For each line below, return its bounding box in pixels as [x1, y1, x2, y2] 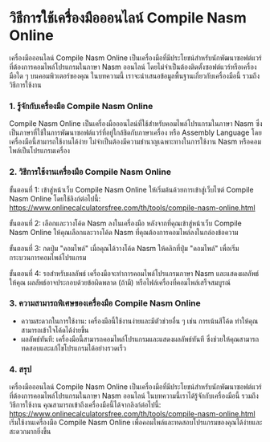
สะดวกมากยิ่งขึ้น [9, 427, 51, 436]
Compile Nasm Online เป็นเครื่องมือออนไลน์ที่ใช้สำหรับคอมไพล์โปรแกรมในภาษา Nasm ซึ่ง [9, 119, 263, 128]
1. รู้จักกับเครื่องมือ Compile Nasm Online [9, 100, 153, 112]
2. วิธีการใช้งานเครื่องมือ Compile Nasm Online [9, 166, 172, 177]
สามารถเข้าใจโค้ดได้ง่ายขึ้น [20, 325, 89, 335]
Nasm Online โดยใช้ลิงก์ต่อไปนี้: [9, 193, 101, 203]
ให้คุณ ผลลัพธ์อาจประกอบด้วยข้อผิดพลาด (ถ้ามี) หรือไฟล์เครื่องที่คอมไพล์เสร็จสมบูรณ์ [9, 278, 231, 287]
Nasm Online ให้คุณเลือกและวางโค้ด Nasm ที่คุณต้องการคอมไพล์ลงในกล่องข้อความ [9, 227, 239, 237]
